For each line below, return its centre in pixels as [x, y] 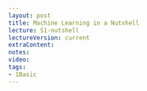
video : [19, 60]
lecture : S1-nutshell [44, 30]
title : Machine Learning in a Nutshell [74, 23]
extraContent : [32, 45]
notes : [19, 52]
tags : [17, 67]
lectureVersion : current [49, 38]
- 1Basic [23, 74]
